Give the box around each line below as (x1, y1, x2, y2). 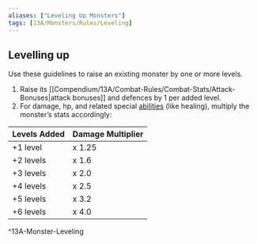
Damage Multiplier (72, 128, 144, 139)
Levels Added (12, 128, 66, 139)
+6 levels (12, 207, 47, 218)
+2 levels (12, 155, 47, 166)
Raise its (19, 85, 47, 94)
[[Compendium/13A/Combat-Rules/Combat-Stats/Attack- (48, 85, 236, 94)
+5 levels (12, 193, 47, 204)
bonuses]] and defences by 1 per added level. (72, 93, 221, 103)
